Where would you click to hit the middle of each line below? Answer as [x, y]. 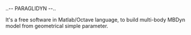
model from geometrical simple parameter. [57, 26]
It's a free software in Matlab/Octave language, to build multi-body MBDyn [95, 20]
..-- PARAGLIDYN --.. [31, 8]
